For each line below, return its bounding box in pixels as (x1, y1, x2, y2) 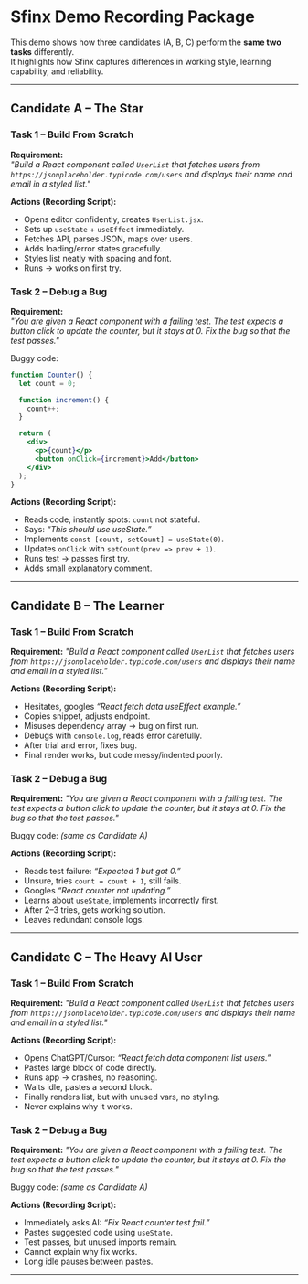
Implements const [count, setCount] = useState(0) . (23, 533, 225, 545)
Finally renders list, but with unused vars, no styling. (23, 1091, 220, 1103)
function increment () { (18, 395, 109, 404)
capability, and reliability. (10, 66, 104, 77)
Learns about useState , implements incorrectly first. (23, 894, 219, 906)
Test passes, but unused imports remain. (23, 1236, 177, 1247)
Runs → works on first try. (23, 262, 122, 273)
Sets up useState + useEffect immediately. (23, 223, 185, 234)
